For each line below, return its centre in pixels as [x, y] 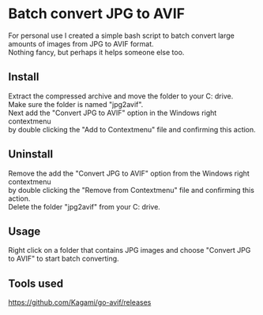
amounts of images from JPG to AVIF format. [81, 43]
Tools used [36, 283]
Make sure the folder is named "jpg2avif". [76, 104]
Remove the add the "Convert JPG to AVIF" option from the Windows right [129, 173]
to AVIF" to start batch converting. [64, 259]
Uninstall [31, 154]
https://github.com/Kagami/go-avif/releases [80, 302]
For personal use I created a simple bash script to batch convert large [121, 35]
